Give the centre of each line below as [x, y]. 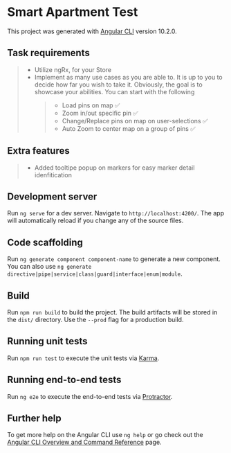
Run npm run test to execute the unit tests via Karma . [83, 358]
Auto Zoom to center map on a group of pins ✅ [129, 128]
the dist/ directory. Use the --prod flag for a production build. [95, 320]
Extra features [39, 151]
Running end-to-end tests [64, 380]
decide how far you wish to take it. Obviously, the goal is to [118, 85]
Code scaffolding [45, 242]
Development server [52, 196]
